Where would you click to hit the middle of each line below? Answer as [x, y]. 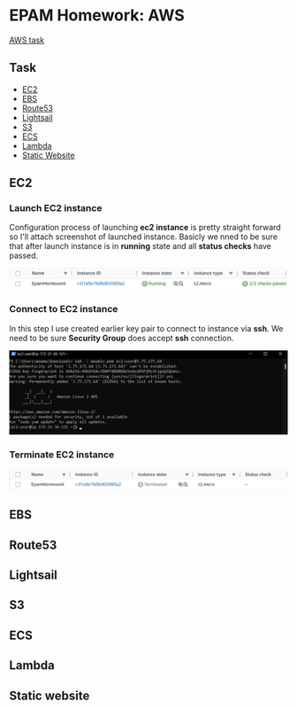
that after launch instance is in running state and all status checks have [141, 246]
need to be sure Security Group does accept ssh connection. [122, 338]
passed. [24, 256]
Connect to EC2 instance [64, 309]
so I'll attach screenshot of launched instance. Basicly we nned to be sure [144, 237]
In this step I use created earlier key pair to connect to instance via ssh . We [146, 328]
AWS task [27, 40]
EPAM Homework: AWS [97, 16]
